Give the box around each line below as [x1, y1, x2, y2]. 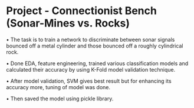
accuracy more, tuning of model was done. [6, 83, 111, 90]
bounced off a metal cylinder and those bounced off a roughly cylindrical [6, 42, 183, 49]
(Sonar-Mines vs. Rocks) [6, 16, 130, 30]
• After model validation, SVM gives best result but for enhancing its [6, 77, 172, 85]
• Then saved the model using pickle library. [6, 95, 114, 102]
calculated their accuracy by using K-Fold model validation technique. [6, 66, 176, 73]
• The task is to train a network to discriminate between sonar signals [6, 36, 175, 43]
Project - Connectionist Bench [6, 4, 157, 18]
